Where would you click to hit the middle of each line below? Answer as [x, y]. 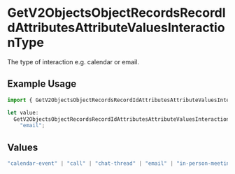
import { [20, 100]
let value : [23, 113]
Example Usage [42, 84]
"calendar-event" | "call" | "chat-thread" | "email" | [90, 164]
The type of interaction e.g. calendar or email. [73, 61]
